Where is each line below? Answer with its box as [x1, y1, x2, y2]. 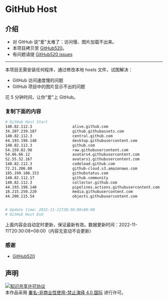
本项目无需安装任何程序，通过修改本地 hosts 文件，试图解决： [5, 66, 133, 72]
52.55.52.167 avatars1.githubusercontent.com [5, 156, 140, 162]
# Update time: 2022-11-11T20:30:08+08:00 [5, 207, 95, 212]
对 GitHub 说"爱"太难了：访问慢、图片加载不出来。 [12, 39, 117, 44]
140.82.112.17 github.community [5, 175, 108, 180]
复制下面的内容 [5, 107, 41, 114]
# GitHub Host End [5, 212, 43, 217]
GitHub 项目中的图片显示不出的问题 [12, 83, 85, 89]
